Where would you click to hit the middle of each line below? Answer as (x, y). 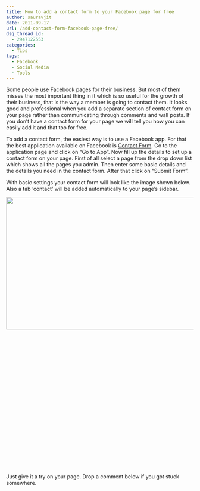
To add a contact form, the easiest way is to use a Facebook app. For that (96, 139)
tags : (13, 56)
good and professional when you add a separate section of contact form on (99, 109)
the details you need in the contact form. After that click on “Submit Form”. (97, 171)
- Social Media (30, 67)
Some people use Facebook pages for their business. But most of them (93, 89)
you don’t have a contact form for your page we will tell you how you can (96, 121)
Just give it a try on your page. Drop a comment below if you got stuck (93, 477)
